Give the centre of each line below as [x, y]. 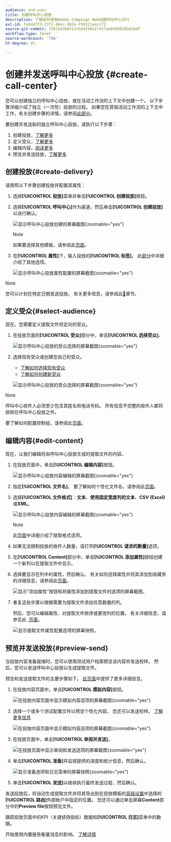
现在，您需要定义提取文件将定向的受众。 [48, 324]
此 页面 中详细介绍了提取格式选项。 [48, 535]
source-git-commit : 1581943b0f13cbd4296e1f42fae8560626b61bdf [73, 29]
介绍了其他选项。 [31, 262]
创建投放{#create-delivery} [49, 172]
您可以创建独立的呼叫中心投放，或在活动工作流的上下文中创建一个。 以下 [82, 101]
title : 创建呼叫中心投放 [29, 15]
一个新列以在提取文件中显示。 [44, 563]
